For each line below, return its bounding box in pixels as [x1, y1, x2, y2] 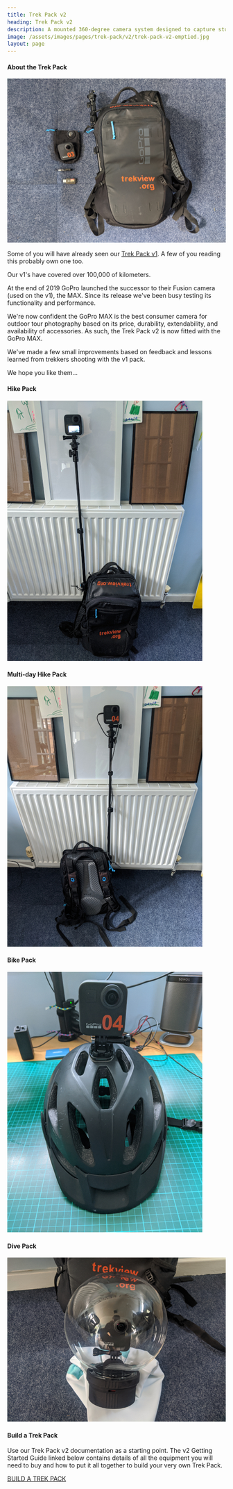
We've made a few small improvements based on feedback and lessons [7, 348, 212, 356]
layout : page [7, 40, 45, 48]
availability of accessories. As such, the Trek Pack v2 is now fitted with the [7, 327, 221, 335]
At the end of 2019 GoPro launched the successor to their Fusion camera [7, 284, 216, 292]
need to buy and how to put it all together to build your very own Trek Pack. [7, 1461, 223, 1470]
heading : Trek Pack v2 [7, 18, 73, 26]
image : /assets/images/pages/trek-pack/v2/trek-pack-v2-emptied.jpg [7, 33, 209, 40]
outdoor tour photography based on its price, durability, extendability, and [7, 319, 218, 328]
